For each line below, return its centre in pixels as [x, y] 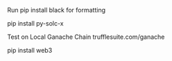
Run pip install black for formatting [57, 10]
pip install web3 [30, 50]
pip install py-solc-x [35, 23]
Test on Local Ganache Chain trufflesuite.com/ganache [86, 37]
